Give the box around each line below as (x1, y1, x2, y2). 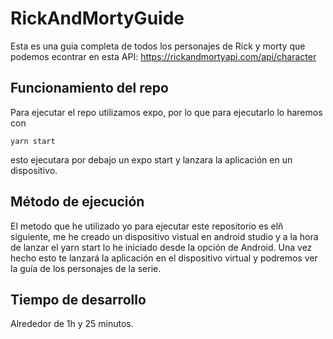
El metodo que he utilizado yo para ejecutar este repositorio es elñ (10, 220, 284, 232)
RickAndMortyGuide (10, 7, 185, 30)
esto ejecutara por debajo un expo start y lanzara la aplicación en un (10, 153, 293, 166)
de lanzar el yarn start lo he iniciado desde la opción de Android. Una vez (10, 241, 313, 253)
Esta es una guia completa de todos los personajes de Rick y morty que (10, 40, 306, 52)
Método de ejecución (10, 193, 145, 211)
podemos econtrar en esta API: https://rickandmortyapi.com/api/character (10, 50, 317, 62)
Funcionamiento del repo (10, 80, 169, 97)
